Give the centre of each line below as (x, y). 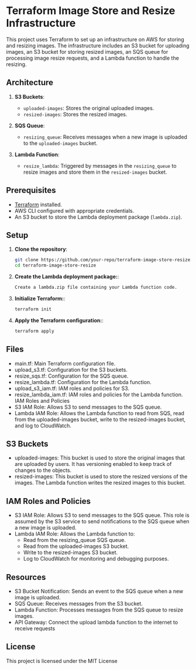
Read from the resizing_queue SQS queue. (74, 540)
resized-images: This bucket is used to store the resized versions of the (101, 476)
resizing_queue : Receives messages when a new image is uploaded (105, 137)
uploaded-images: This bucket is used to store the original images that (100, 458)
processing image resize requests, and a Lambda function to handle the (93, 58)
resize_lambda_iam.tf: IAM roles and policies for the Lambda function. (99, 394)
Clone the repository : (41, 249)
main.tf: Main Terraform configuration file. (65, 363)
